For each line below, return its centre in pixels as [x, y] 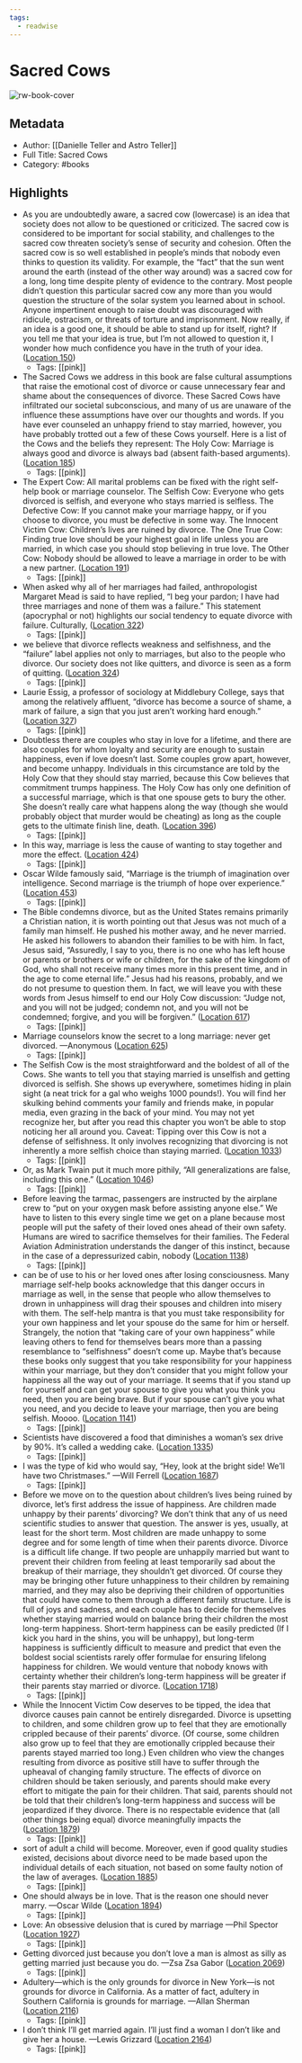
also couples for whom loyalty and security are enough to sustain [143, 750]
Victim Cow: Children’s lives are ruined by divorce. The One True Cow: [152, 530]
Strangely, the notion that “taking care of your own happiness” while [149, 1333]
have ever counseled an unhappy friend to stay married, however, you [152, 424]
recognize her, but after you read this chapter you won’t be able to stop [154, 1122]
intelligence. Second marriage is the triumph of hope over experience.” [154, 883]
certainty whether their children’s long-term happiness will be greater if [154, 1676]
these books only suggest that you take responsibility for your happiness [157, 1361]
